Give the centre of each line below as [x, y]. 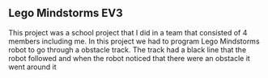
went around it [32, 67]
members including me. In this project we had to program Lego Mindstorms [134, 41]
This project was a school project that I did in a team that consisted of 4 [128, 32]
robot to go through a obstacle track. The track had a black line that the [128, 49]
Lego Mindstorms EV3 [66, 13]
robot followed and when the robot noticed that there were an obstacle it [130, 58]
